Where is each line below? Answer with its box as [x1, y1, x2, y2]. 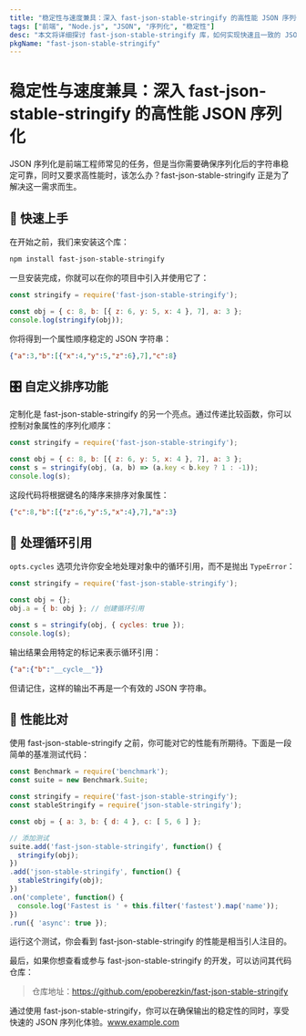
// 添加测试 [9, 834, 50, 843]
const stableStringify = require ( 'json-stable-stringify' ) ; [9, 801, 243, 810]
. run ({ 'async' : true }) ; [9, 918, 107, 927]
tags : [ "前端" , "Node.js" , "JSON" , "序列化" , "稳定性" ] [9, 22, 216, 31]
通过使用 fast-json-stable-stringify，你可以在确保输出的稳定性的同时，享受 [9, 1005, 290, 1017]
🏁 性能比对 [9, 712, 68, 728]
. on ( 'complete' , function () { [9, 893, 125, 902]
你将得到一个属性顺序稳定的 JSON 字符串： [9, 333, 172, 344]
